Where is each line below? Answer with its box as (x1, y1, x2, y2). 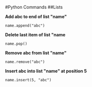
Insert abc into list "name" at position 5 (5, 68, 87, 74)
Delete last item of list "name (5, 32, 65, 37)
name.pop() (5, 41, 28, 46)
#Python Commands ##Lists (5, 4, 63, 10)
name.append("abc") (5, 23, 45, 28)
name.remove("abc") (5, 59, 45, 64)
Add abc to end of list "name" (5, 14, 67, 19)
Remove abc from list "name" (5, 50, 67, 56)
